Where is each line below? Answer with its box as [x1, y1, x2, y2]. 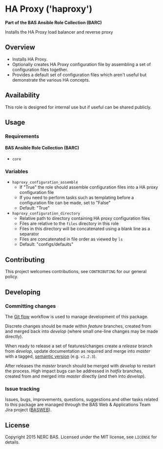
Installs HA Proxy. [12, 56, 48, 62]
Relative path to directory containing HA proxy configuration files [19, 215, 150, 221]
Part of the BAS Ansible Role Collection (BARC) [5, 20, 102, 25]
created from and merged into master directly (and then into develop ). [5, 373, 146, 379]
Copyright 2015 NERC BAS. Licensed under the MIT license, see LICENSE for [5, 434, 157, 440]
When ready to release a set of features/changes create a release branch [5, 343, 153, 349]
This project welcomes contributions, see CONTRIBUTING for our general [5, 269, 147, 275]
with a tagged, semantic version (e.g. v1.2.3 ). [5, 353, 97, 359]
